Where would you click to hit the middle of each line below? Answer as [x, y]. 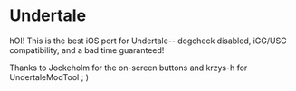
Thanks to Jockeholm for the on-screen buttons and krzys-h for [129, 68]
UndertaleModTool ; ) [49, 77]
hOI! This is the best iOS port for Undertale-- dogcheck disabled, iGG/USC [148, 41]
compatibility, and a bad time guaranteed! [87, 50]
